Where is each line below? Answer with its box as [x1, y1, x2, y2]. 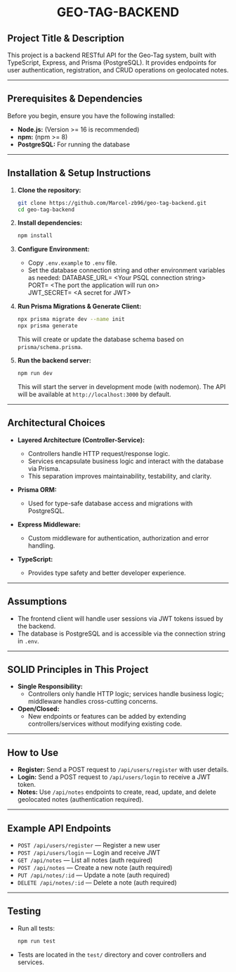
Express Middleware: [17, 520, 81, 529]
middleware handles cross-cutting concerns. [27, 698, 158, 706]
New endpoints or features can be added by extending [27, 712, 186, 721]
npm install [17, 232, 53, 239]
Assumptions [7, 595, 67, 607]
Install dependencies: [17, 219, 83, 227]
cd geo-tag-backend [17, 206, 75, 213]
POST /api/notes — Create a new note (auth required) [17, 863, 173, 871]
